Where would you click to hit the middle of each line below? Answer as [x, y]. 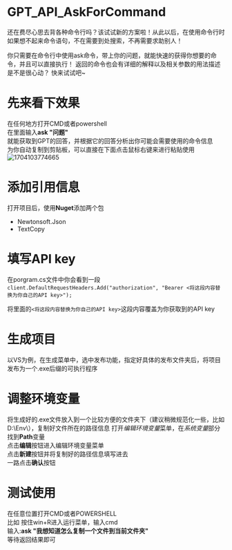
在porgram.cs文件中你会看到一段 [54, 279]
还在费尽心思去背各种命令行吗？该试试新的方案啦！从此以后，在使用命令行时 [116, 32]
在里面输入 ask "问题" [38, 132]
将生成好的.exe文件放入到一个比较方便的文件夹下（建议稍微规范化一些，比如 [116, 419]
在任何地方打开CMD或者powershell [57, 123]
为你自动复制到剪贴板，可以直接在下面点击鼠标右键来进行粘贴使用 [101, 149]
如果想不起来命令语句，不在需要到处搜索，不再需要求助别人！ [95, 40]
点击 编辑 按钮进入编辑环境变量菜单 [56, 445]
